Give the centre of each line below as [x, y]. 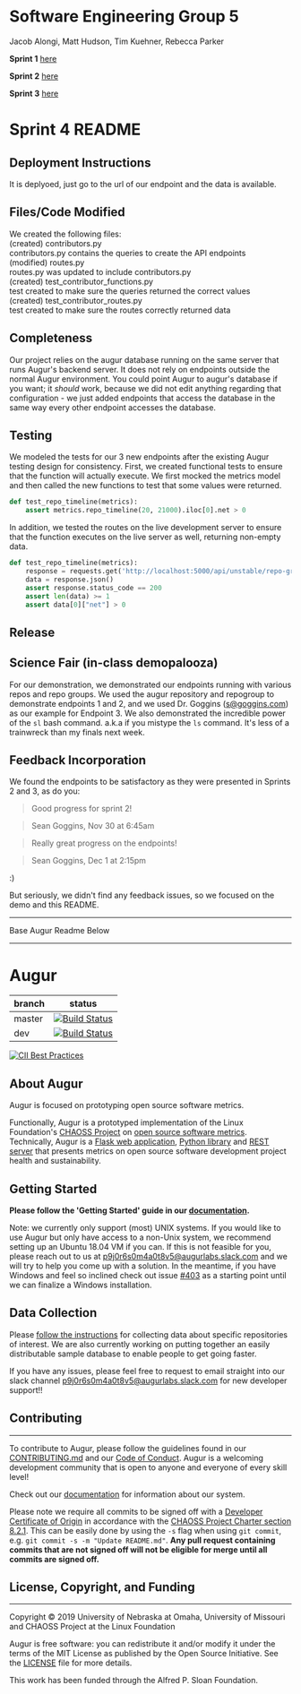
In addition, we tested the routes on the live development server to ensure [146, 528]
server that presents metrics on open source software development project [148, 1151]
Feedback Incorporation [77, 760]
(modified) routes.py [47, 262]
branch [30, 1003]
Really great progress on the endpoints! [104, 843]
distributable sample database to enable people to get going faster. [133, 1354]
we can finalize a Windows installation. [81, 1285]
